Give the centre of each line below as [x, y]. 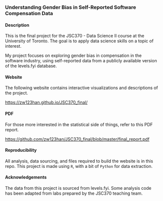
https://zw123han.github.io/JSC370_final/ [46, 102]
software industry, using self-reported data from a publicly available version [81, 61]
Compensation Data [29, 13]
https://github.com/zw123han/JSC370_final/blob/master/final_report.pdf [77, 139]
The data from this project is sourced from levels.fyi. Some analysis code [78, 188]
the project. [17, 93]
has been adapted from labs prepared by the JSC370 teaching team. [74, 193]
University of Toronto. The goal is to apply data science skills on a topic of [79, 41]
